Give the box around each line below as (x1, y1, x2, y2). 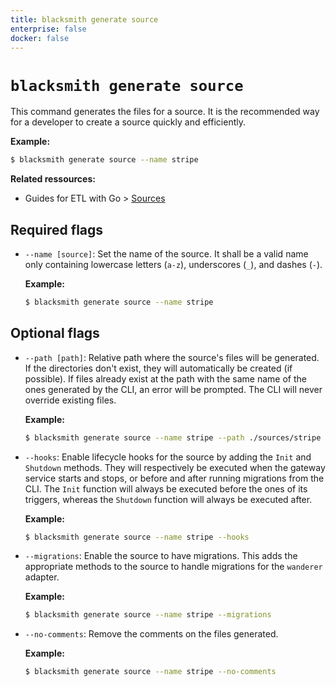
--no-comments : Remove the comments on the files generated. (24, 628, 279, 640)
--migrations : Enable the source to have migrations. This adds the (24, 550, 298, 562)
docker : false (10, 33, 70, 43)
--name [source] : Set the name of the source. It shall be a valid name (24, 248, 309, 260)
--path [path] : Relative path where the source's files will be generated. (24, 351, 320, 363)
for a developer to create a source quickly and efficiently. (10, 116, 246, 128)
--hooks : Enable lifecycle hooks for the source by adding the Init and (24, 451, 312, 463)
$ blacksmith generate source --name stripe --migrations (24, 610, 272, 620)
